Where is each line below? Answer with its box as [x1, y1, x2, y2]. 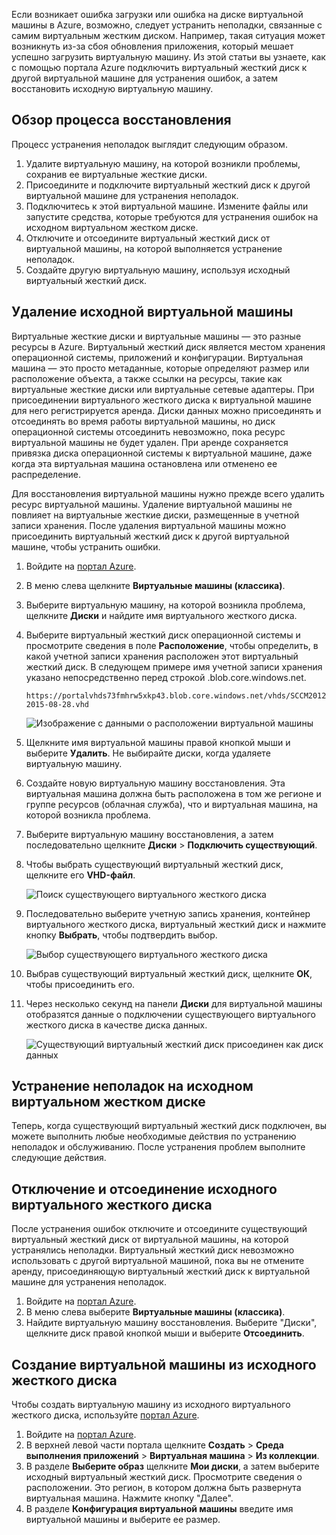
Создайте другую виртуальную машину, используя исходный [25, 264, 291, 276]
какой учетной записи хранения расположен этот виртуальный [25, 650, 299, 662]
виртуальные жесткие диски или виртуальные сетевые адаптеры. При [11, 383, 315, 395]
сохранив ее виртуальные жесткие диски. [25, 168, 208, 180]
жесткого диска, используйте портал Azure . [11, 1409, 200, 1421]
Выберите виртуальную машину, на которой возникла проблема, [25, 599, 306, 611]
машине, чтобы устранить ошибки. [11, 540, 161, 553]
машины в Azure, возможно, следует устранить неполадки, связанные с [11, 19, 323, 31]
